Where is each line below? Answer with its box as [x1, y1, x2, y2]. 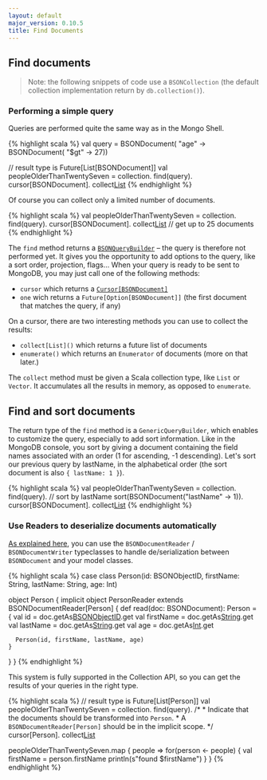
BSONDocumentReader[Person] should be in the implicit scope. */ [8, 721, 214, 731]
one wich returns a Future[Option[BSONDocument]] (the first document [19, 293, 247, 302]
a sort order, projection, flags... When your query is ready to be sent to [8, 260, 240, 270]
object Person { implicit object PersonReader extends [8, 595, 184, 605]
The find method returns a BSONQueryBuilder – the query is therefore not [8, 243, 246, 253]
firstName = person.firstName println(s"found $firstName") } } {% [8, 754, 225, 763]
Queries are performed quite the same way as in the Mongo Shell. [8, 124, 225, 133]
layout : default [8, 11, 62, 20]
